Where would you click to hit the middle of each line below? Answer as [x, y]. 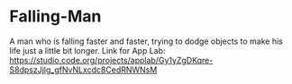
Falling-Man [55, 17]
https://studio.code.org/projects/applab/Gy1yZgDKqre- [111, 60]
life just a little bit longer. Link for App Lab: [87, 50]
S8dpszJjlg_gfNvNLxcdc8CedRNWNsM [83, 70]
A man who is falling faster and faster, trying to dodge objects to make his [146, 41]
